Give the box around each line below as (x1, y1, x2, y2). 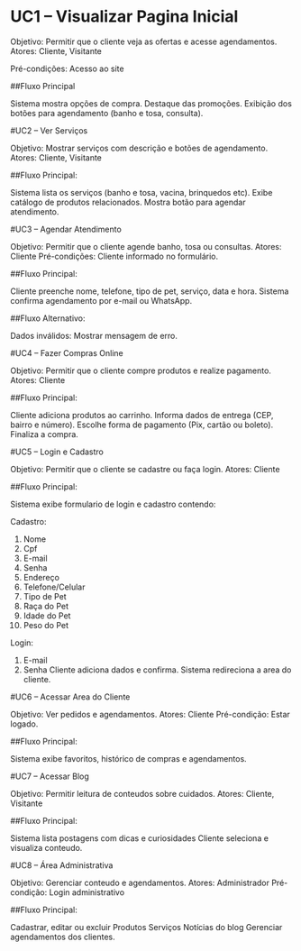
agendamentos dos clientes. (10, 931, 115, 942)
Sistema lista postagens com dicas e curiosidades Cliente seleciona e (10, 832, 269, 844)
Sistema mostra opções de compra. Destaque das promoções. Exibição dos (10, 97, 292, 109)
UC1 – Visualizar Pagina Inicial (10, 6, 239, 27)
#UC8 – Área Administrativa (10, 859, 114, 871)
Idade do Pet (23, 610, 71, 621)
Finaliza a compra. (10, 428, 79, 439)
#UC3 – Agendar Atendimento (10, 224, 123, 234)
